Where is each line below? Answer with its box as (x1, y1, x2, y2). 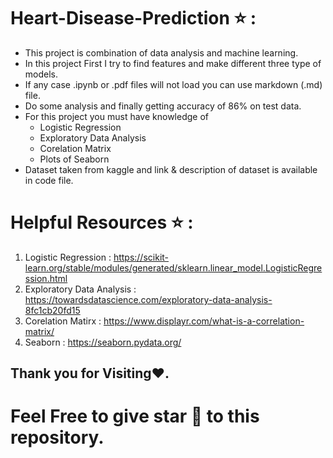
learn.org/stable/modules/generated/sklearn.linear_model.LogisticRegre (24, 261, 323, 274)
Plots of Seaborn (39, 153, 110, 165)
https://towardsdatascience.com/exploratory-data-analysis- (24, 293, 273, 305)
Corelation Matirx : (24, 315, 102, 327)
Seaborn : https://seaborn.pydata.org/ (24, 336, 182, 348)
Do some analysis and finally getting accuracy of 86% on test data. (24, 100, 302, 112)
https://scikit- (113, 251, 170, 263)
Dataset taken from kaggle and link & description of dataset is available (24, 163, 318, 175)
